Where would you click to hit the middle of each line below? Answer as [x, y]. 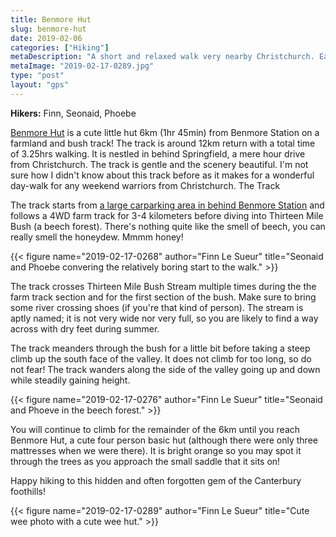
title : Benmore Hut [51, 19]
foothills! [28, 491]
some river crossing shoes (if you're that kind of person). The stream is [157, 307]
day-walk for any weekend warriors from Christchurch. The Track [145, 185]
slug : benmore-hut [48, 29]
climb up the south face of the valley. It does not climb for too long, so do [161, 358]
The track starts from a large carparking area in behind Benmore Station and [167, 205]
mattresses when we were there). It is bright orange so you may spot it [156, 450]
